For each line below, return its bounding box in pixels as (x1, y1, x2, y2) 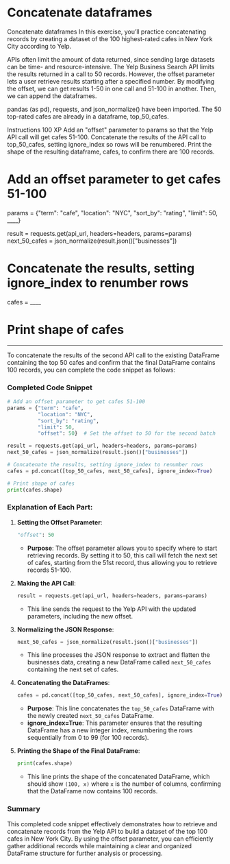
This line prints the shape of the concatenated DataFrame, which (27, 773, 210, 781)
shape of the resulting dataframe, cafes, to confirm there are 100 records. (7, 147, 215, 156)
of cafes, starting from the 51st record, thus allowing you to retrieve (27, 558, 218, 566)
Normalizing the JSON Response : (16, 625, 114, 634)
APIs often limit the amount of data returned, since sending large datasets (7, 55, 216, 63)
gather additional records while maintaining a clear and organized (7, 841, 192, 850)
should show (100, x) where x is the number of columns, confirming (27, 780, 221, 788)
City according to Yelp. (7, 42, 72, 50)
